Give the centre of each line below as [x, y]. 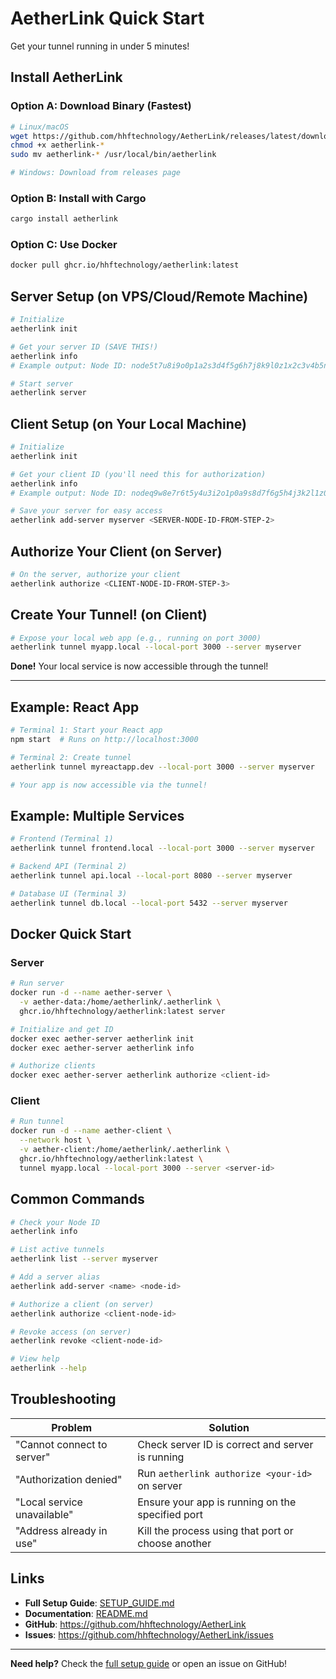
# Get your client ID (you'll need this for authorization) [138, 474]
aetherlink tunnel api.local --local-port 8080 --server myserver [151, 875]
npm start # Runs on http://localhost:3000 [104, 740]
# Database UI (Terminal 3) [69, 893]
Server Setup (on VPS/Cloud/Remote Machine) [159, 296]
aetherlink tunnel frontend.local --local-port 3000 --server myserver [162, 848]
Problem [72, 1427]
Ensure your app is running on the [217, 1502]
